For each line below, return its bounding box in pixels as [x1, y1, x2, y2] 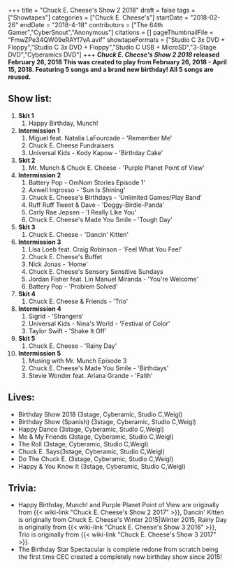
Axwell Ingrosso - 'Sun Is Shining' [28, 185, 126, 194]
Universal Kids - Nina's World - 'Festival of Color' [28, 319, 170, 328]
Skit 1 [17, 111, 34, 119]
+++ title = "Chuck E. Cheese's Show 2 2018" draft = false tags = [8, 6, 196, 14]
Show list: [8, 93, 52, 105]
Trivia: [8, 482, 37, 495]
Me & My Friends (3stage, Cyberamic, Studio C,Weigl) [17, 432, 174, 441]
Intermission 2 [17, 170, 61, 179]
